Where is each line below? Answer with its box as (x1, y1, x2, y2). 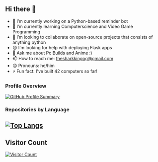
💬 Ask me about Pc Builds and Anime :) (12, 50, 92, 56)
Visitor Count (5, 138, 47, 147)
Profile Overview (5, 82, 47, 89)
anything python (12, 39, 46, 45)
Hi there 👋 (5, 5, 36, 13)
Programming (12, 28, 41, 35)
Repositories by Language (5, 106, 70, 113)
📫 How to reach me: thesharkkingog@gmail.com (12, 55, 113, 61)
